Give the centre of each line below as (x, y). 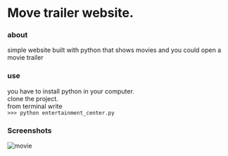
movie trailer (25, 58)
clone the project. (33, 98)
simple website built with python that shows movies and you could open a (114, 50)
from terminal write (35, 106)
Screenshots (30, 130)
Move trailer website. (70, 13)
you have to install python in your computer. (71, 91)
